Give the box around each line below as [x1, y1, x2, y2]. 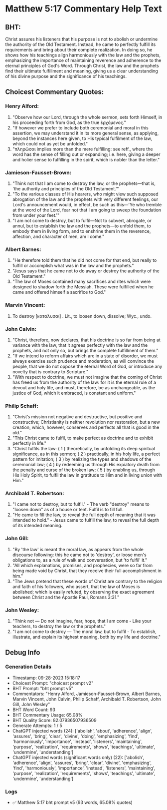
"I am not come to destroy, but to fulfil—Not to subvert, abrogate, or [12, 217, 152, 223]
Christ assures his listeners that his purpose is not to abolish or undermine [5, 36, 158, 42]
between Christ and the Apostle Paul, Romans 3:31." [12, 594, 120, 600]
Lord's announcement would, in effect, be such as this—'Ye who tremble [12, 201, 162, 207]
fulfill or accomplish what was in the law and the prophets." [12, 263, 134, 269]
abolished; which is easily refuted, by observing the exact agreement [12, 589, 155, 595]
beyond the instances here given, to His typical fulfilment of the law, [12, 135, 152, 141]
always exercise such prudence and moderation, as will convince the [12, 358, 155, 364]
